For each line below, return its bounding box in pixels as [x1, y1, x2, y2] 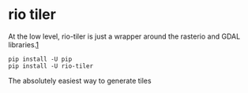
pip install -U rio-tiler [8, 61, 93, 70]
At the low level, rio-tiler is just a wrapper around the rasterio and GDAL [8, 32, 241, 41]
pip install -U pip [8, 55, 73, 63]
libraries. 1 [8, 39, 39, 49]
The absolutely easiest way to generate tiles [8, 76, 152, 85]
